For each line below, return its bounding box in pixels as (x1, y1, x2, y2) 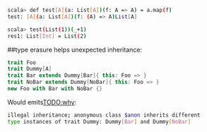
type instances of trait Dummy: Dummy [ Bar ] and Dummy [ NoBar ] (7, 118, 191, 125)
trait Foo (7, 59, 37, 66)
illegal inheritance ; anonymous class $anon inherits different (7, 112, 201, 119)
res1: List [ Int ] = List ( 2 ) (7, 32, 87, 40)
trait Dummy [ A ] (7, 66, 52, 73)
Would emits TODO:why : (7, 97, 76, 106)
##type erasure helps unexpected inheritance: (7, 45, 143, 54)
